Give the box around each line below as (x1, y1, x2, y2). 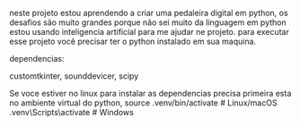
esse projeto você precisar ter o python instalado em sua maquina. (9, 36, 257, 46)
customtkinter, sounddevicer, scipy (9, 71, 139, 81)
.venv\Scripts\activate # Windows (9, 107, 135, 117)
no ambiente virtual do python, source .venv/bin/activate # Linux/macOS (9, 97, 278, 108)
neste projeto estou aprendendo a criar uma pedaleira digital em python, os (9, 8, 289, 18)
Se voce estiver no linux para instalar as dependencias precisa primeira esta (9, 88, 292, 98)
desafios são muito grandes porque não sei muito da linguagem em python (9, 17, 287, 28)
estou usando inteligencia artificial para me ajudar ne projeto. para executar (9, 27, 289, 37)
